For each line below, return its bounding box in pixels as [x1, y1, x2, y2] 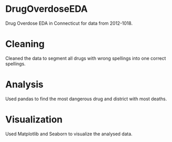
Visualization [5, 114, 63, 125]
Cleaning [5, 38, 45, 50]
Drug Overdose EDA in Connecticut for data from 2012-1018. [5, 20, 133, 26]
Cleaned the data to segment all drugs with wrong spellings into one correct [5, 55, 166, 61]
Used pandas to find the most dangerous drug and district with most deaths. [5, 96, 167, 102]
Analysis [5, 79, 44, 91]
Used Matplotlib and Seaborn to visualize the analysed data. [5, 131, 132, 137]
